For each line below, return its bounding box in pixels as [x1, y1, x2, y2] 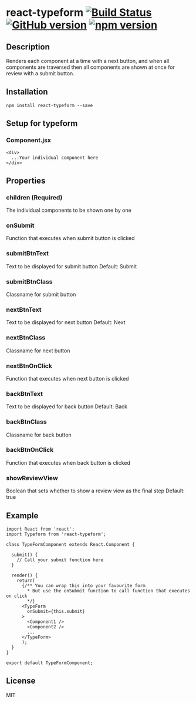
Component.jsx [6, 136, 52, 144]
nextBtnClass [6, 334, 46, 342]
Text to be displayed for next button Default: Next [6, 319, 126, 326]
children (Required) [6, 193, 63, 201]
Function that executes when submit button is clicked [6, 235, 135, 242]
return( [16, 577, 35, 584]
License [6, 676, 36, 686]
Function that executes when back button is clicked [6, 459, 131, 466]
